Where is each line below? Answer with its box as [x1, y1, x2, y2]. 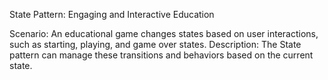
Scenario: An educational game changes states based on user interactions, [9, 28, 319, 39]
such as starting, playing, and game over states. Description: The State [9, 39, 302, 50]
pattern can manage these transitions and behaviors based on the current [9, 49, 314, 61]
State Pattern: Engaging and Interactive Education [9, 9, 215, 20]
